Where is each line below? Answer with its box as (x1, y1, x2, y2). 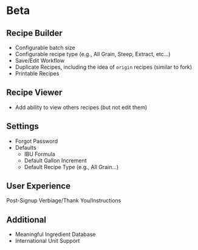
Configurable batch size (15, 44, 76, 51)
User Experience (6, 181, 71, 192)
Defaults (15, 144, 36, 151)
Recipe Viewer (6, 88, 63, 98)
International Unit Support (15, 237, 80, 245)
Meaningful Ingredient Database (15, 231, 96, 238)
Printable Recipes (15, 70, 60, 77)
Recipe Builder (6, 28, 63, 38)
